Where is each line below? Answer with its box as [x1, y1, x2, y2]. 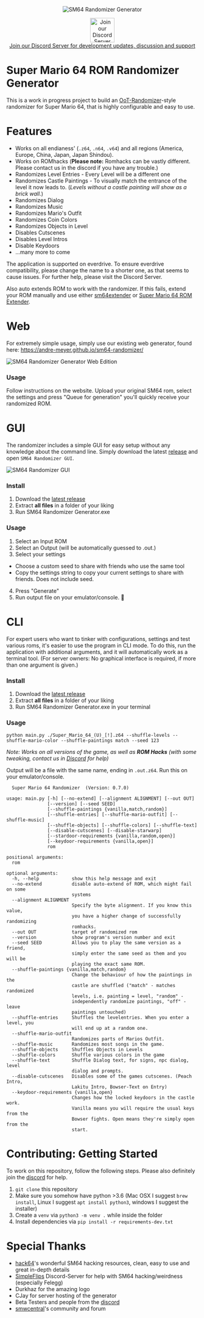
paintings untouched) [71, 1009, 127, 1016]
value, [6, 908, 23, 914]
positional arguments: [6, 855, 64, 861]
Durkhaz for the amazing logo [15, 1286, 90, 1293]
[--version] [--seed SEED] [47, 801, 116, 807]
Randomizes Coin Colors [15, 215, 77, 223]
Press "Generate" [15, 587, 60, 595]
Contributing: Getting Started [6, 1147, 158, 1161]
